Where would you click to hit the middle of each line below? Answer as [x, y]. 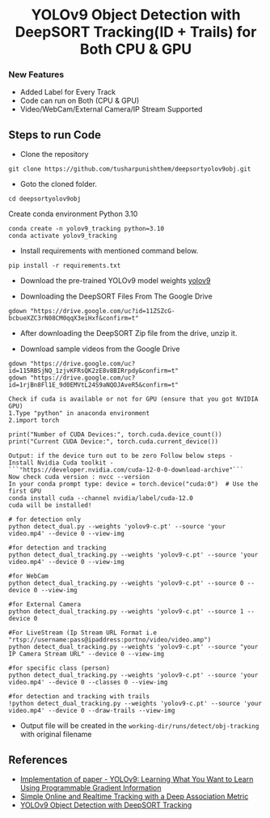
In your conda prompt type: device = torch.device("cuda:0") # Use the [133, 484]
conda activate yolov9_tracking [63, 236]
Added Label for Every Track [68, 92]
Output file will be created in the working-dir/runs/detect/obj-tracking [139, 726]
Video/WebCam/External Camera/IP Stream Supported [111, 109]
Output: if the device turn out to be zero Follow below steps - [120, 456]
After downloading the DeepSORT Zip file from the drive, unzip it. [129, 333]
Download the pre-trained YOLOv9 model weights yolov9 [115, 281]
